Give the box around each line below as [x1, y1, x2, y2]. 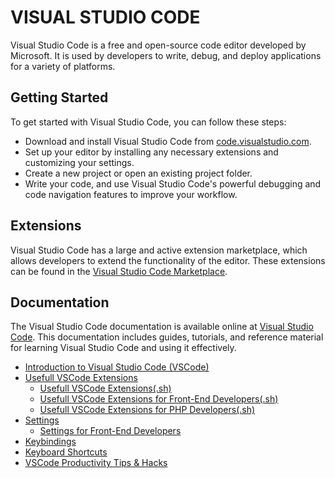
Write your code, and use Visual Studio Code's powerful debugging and [24, 177, 322, 190]
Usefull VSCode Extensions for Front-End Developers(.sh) [39, 393, 279, 405]
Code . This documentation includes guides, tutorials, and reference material [10, 331, 324, 343]
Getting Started [10, 89, 109, 106]
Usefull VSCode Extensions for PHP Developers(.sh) [39, 404, 256, 416]
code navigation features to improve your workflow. [24, 188, 238, 200]
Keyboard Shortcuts [24, 446, 108, 458]
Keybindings [24, 436, 77, 448]
